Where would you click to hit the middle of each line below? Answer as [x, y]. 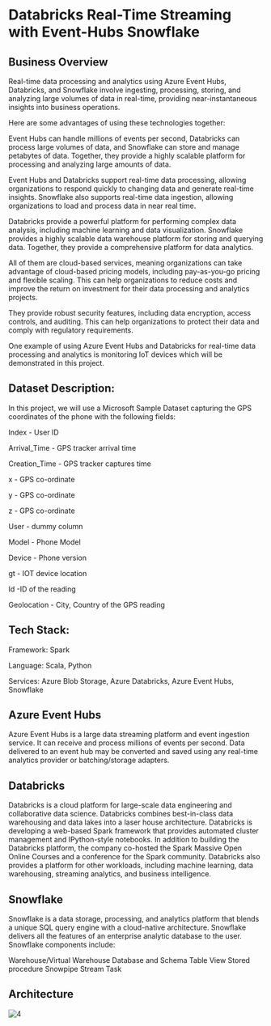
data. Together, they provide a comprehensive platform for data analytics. [131, 247]
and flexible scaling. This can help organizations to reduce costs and [123, 280]
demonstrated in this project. [57, 363]
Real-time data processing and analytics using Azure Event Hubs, [117, 81]
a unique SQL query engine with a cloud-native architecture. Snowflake [127, 927]
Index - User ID [34, 432]
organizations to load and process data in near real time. [102, 206]
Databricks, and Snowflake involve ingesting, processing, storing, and [125, 90]
